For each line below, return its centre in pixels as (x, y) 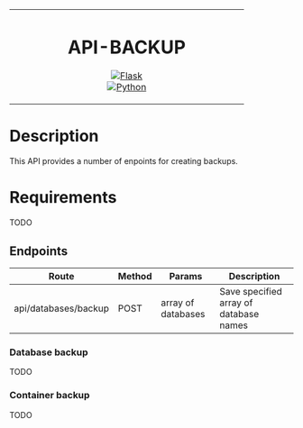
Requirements (63, 198)
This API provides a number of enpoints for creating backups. (124, 161)
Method (135, 276)
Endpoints (39, 251)
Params (186, 276)
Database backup (49, 352)
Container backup (50, 396)
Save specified (251, 291)
